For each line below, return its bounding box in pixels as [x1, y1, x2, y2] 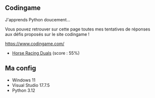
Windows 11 [12, 77, 36, 83]
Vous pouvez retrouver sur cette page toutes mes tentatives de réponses [5, 26, 151, 32]
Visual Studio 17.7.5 [12, 82, 50, 88]
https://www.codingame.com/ [5, 41, 65, 47]
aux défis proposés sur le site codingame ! [5, 31, 90, 37]
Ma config [5, 64, 36, 72]
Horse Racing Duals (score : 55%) [12, 50, 80, 56]
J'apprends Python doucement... [5, 16, 70, 22]
